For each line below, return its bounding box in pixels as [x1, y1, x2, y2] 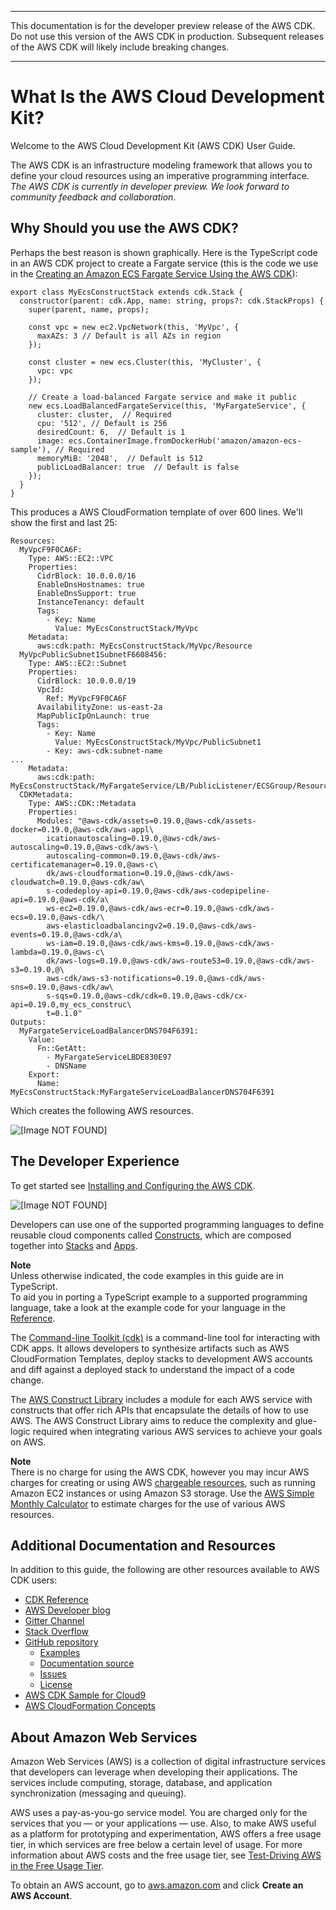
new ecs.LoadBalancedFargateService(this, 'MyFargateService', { [28, 401, 307, 411]
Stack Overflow [24, 1626, 90, 1638]
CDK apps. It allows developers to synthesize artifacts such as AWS [10, 1342, 290, 1354]
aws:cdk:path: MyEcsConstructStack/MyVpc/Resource [36, 641, 253, 651]
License [39, 1679, 73, 1691]
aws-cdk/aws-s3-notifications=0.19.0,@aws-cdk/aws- [46, 973, 267, 983]
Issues [39, 1668, 67, 1680]
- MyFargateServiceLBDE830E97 [46, 1052, 172, 1062]
